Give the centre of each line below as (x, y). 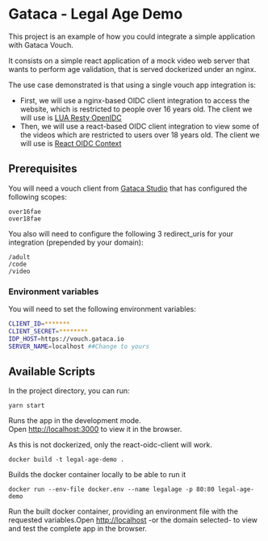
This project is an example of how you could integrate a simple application (132, 36)
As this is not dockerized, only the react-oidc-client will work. (110, 445)
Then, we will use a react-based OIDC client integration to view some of (140, 126)
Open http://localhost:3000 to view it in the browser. (95, 430)
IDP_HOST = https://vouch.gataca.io (67, 339)
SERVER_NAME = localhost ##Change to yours (79, 346)
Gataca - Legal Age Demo (96, 14)
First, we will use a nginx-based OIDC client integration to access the (135, 100)
